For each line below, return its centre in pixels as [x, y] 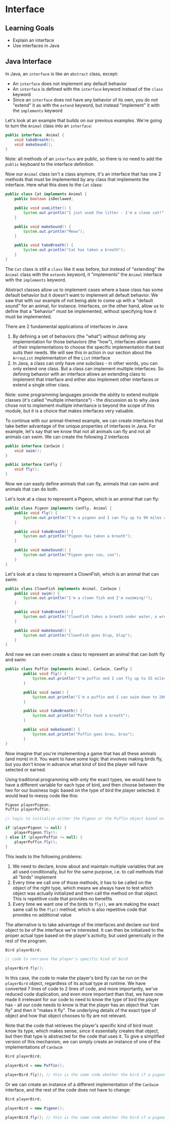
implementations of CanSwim [34, 1047]
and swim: [16, 660]
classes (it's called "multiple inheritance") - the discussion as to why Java [82, 400]
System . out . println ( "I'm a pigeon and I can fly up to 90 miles [93, 518]
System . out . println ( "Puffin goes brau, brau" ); [83, 734]
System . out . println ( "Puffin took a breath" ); [81, 716]
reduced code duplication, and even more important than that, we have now [84, 994]
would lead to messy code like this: [42, 795]
